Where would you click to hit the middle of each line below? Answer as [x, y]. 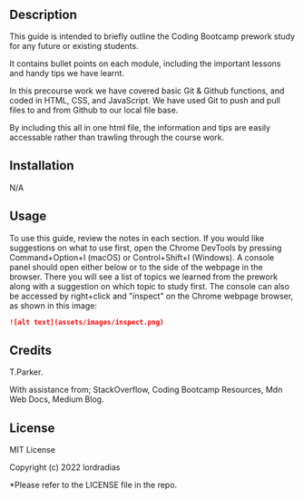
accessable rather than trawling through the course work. [117, 137]
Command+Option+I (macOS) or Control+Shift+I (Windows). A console [142, 257]
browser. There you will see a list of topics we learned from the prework [144, 277]
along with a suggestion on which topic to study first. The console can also [150, 286]
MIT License [33, 450]
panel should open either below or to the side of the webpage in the [136, 267]
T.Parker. [26, 372]
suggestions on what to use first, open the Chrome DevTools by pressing [146, 248]
